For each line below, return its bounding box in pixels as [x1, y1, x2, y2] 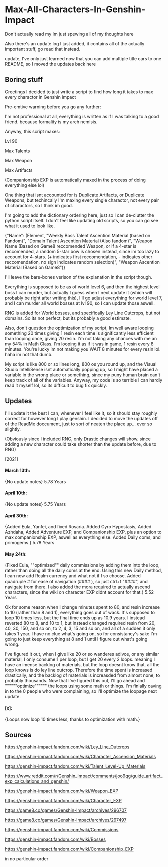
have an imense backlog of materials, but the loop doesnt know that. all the [5, 662, 160, 668]
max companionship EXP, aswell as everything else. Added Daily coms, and [5, 534, 161, 540]
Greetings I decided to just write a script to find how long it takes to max [5, 89, 153, 95]
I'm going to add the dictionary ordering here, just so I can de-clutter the [5, 212, 154, 218]
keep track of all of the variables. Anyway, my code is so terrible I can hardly [5, 377, 163, 383]
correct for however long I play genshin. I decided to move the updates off [5, 415, 158, 421]
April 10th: [5, 490, 27, 496]
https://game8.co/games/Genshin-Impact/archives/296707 [5, 807, 127, 813]
